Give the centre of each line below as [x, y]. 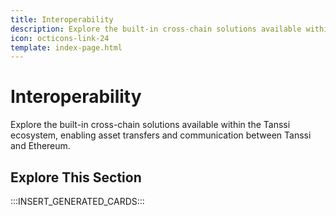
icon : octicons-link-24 [60, 38]
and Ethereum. [40, 146]
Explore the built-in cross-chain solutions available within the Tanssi [150, 125]
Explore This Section [76, 177]
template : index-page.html [66, 47]
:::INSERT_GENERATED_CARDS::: [77, 201]
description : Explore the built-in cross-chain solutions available [156, 29]
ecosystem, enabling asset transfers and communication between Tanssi [161, 135]
